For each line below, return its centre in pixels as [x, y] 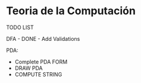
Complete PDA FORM [41, 62]
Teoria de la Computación [71, 11]
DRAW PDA [29, 68]
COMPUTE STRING [38, 74]
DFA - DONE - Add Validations [43, 39]
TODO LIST [20, 27]
